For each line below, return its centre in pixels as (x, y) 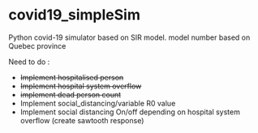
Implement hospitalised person (72, 77)
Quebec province (37, 45)
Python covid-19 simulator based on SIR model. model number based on (129, 37)
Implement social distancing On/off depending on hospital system (130, 112)
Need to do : (29, 62)
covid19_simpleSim (74, 15)
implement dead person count (71, 94)
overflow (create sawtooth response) (82, 120)
